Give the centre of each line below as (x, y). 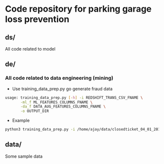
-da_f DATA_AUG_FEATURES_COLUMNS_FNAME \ (63, 107)
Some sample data (24, 156)
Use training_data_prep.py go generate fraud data (62, 89)
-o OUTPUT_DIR (35, 111)
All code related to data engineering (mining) (59, 78)
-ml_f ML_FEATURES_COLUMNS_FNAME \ (56, 102)
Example (21, 121)
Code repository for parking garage (78, 9)
